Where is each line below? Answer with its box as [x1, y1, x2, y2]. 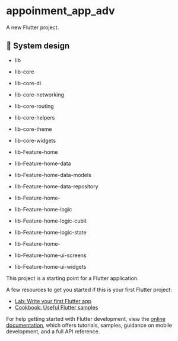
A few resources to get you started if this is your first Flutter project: [6, 286, 172, 293]
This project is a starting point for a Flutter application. [6, 274, 139, 282]
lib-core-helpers [14, 114, 55, 121]
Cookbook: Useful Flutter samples [14, 304, 98, 311]
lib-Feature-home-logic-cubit [14, 217, 87, 224]
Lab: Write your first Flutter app [14, 297, 92, 304]
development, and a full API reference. [6, 327, 100, 335]
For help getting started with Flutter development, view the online [6, 315, 166, 322]
